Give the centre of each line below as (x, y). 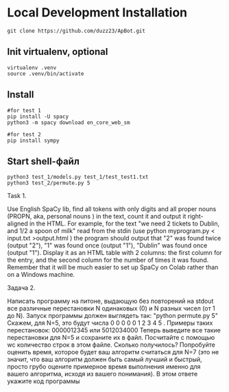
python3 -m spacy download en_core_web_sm (69, 122)
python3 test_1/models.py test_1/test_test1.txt (78, 177)
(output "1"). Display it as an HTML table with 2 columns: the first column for (115, 253)
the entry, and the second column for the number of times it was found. (108, 260)
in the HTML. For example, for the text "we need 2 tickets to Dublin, (125, 223)
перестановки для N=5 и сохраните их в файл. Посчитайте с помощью (111, 338)
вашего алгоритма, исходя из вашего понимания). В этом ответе (103, 374)
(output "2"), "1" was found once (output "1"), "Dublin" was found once (107, 245)
